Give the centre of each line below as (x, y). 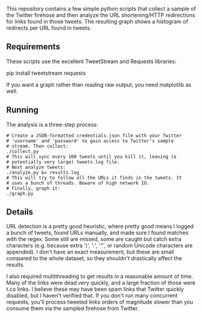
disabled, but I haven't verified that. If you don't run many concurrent (92, 296)
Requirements (33, 47)
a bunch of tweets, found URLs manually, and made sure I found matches (97, 233)
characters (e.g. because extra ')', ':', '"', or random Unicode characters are (99, 246)
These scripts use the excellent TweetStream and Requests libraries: (91, 61)
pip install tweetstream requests (46, 73)
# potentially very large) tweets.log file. (63, 162)
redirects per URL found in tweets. (49, 28)
